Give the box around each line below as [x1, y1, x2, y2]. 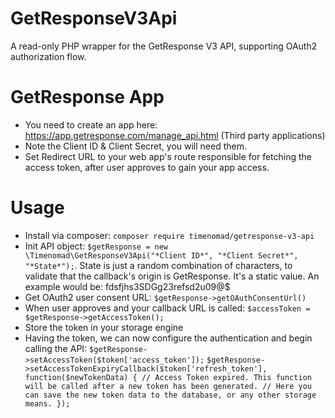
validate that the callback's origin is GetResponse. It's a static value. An [24, 270, 320, 282]
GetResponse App [10, 86, 165, 109]
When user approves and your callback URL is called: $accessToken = [24, 302, 311, 314]
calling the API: [24, 342, 88, 354]
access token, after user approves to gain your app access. [24, 161, 270, 173]
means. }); [24, 398, 71, 409]
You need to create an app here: [24, 118, 158, 131]
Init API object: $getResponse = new [24, 240, 168, 252]
